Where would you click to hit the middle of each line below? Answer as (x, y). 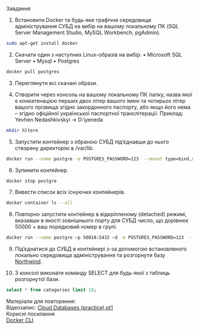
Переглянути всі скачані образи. (56, 83)
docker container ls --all (39, 203)
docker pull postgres (33, 71)
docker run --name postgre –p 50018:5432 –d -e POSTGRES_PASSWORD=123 (95, 238)
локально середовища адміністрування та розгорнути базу (90, 255)
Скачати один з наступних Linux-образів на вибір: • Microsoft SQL (98, 54)
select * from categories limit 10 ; (51, 290)
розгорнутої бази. (37, 279)
